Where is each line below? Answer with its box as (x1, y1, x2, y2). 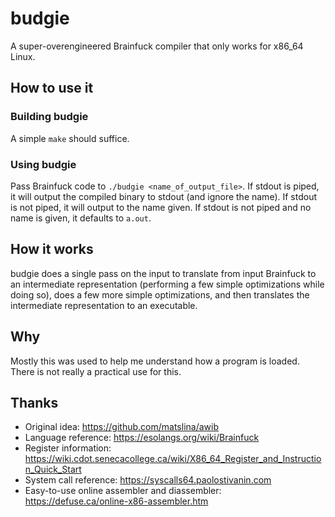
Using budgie (10, 157, 77, 171)
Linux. (10, 50, 36, 62)
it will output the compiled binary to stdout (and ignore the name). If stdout (10, 190, 317, 202)
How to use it (10, 80, 94, 97)
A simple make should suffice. (10, 132, 130, 144)
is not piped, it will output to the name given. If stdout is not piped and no (10, 201, 312, 213)
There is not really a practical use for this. (10, 365, 182, 377)
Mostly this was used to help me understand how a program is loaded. (10, 355, 300, 367)
